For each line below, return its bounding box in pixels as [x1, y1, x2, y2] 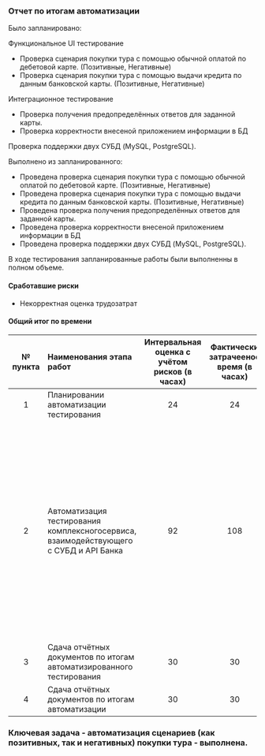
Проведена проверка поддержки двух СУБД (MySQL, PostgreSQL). [19, 239, 247, 249]
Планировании [47, 389, 105, 400]
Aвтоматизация [47, 505, 107, 516]
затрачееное [208, 351, 260, 362]
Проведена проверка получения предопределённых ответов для [19, 206, 241, 215]
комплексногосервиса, [47, 525, 136, 536]
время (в [216, 361, 252, 372]
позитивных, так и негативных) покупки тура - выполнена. [8, 737, 248, 748]
